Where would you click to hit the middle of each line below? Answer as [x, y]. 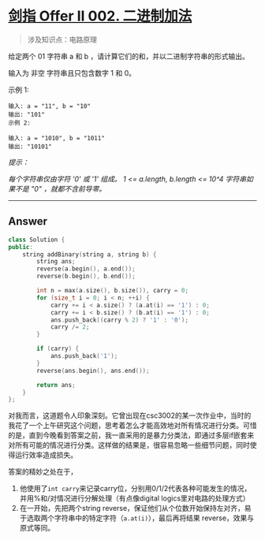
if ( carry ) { [58, 349]
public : [21, 247]
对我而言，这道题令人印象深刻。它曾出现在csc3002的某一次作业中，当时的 [130, 415]
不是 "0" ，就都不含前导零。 [60, 188]
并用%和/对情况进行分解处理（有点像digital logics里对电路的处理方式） [134, 498]
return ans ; [56, 385]
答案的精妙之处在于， [43, 472]
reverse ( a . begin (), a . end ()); [86, 269]
